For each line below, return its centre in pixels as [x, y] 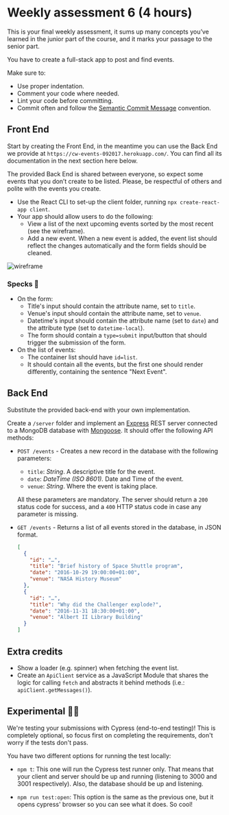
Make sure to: [26, 73]
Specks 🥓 [23, 284]
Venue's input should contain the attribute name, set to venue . [114, 314]
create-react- [200, 202]
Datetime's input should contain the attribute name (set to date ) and [123, 321]
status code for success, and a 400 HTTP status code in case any [109, 506]
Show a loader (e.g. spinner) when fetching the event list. [98, 668]
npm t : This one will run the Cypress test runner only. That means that [115, 769]
